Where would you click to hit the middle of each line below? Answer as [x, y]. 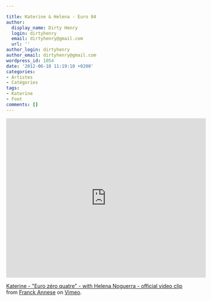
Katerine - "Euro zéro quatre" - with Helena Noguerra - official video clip [94, 286]
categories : [21, 71]
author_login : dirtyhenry [38, 50]
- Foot [14, 99]
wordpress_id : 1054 [30, 60]
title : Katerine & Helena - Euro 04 [51, 17]
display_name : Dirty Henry [45, 28]
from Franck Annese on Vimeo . [44, 292]
